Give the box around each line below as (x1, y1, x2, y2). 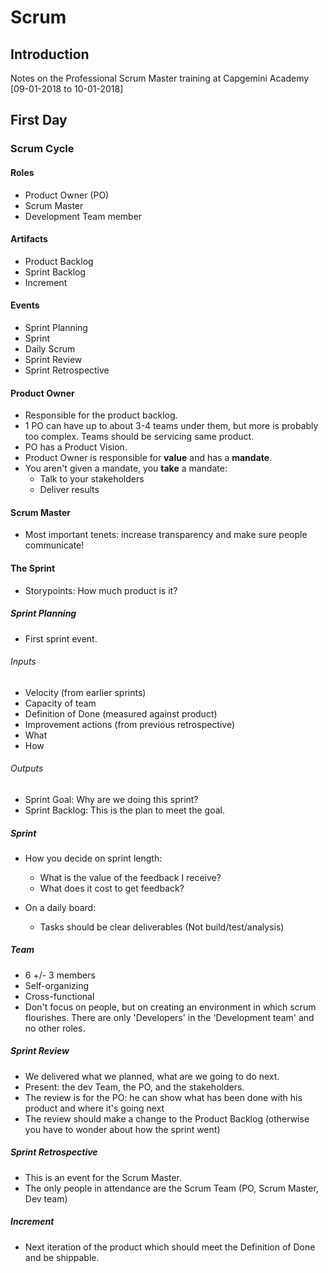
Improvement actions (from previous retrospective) (24, 718, 236, 730)
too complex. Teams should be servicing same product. (24, 431, 255, 443)
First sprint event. (24, 632, 98, 645)
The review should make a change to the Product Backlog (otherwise (24, 1112, 310, 1125)
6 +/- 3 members (24, 969, 96, 981)
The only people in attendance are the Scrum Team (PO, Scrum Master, (24, 1182, 319, 1194)
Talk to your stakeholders (39, 473, 145, 485)
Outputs (10, 762, 44, 775)
